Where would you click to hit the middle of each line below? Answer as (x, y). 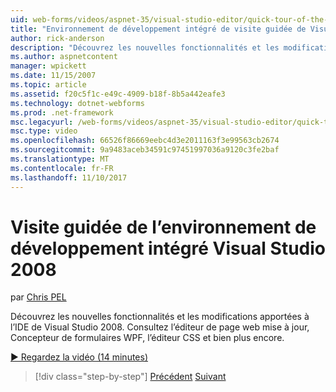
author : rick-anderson (57, 38)
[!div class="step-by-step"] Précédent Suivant (130, 377)
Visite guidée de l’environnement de (163, 227)
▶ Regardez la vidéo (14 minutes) (79, 357)
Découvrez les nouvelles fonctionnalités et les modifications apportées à (160, 317)
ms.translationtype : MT (60, 159)
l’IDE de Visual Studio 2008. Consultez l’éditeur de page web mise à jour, (160, 327)
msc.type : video (44, 131)
